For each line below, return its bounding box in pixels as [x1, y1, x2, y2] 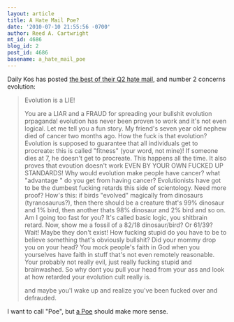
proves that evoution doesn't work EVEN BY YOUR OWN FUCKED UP [24, 161, 224, 170]
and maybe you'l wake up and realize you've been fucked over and [24, 286, 218, 294]
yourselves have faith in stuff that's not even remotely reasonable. [24, 250, 215, 258]
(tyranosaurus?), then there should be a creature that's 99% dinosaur [24, 198, 225, 207]
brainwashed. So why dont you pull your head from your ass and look [24, 265, 225, 273]
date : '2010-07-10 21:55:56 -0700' [7, 23, 111, 30]
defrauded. [24, 293, 57, 302]
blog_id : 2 [7, 43, 39, 50]
